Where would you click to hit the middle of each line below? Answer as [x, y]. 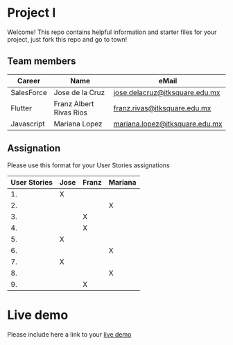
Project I [32, 13]
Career [29, 81]
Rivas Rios [71, 112]
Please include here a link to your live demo [69, 334]
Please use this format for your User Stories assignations [88, 165]
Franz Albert [74, 103]
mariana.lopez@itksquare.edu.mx [168, 124]
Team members [42, 61]
